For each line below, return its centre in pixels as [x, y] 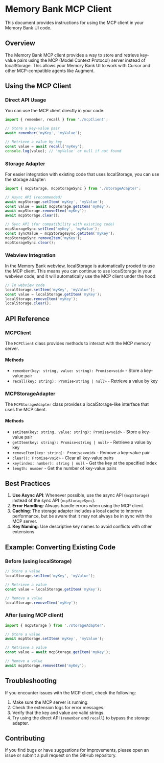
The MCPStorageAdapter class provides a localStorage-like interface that [77, 404]
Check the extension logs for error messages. [58, 707]
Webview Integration [30, 255]
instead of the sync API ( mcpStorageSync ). [54, 500]
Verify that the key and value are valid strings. [59, 713]
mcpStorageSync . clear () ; [30, 243]
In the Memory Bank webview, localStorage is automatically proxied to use [80, 266]
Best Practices [28, 484]
